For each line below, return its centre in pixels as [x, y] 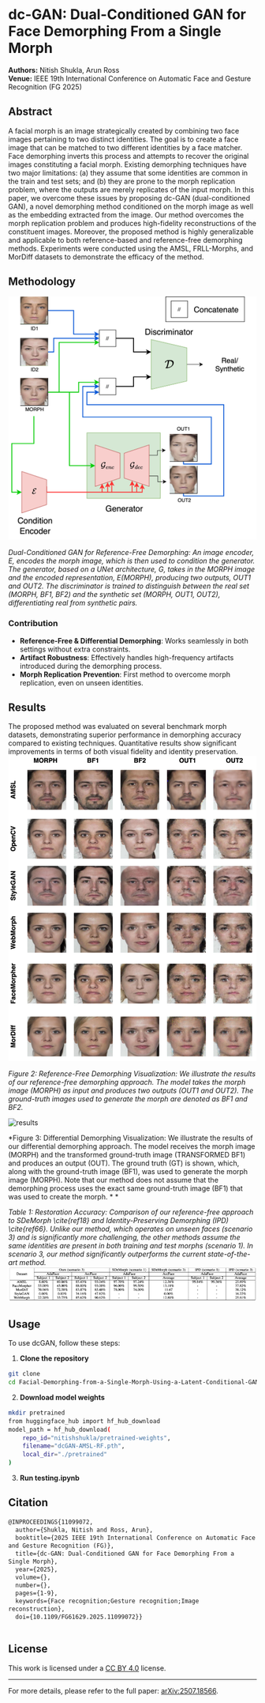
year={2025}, [37, 1569]
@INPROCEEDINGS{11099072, [50, 1522]
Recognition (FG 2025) [45, 87]
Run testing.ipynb [50, 1478]
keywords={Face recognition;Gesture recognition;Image [107, 1601]
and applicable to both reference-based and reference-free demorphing [125, 240]
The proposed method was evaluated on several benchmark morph [118, 727]
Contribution [33, 624]
